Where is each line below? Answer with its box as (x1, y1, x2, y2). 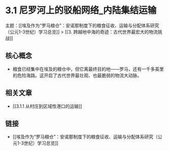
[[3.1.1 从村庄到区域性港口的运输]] (12, 103, 82, 109)
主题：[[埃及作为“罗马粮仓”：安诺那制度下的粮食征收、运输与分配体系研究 (5, 22, 159, 28)
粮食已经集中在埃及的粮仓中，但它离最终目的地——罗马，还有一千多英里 (12, 66, 164, 72)
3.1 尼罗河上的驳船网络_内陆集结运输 (5, 5, 157, 16)
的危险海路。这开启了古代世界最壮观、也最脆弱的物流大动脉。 (12, 72, 142, 78)
